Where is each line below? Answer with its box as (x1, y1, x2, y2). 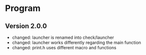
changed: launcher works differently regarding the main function (12, 40, 142, 45)
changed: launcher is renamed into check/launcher (12, 34, 114, 40)
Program (5, 3, 41, 14)
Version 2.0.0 (5, 22, 47, 30)
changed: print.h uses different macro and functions (12, 45, 116, 50)
